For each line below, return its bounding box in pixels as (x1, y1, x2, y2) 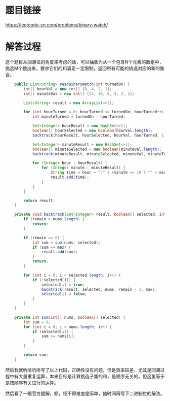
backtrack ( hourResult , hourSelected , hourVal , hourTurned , (32, 132, 159, 138)
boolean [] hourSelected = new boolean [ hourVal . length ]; (32, 128, 153, 133)
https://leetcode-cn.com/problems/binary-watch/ (5, 21, 108, 28)
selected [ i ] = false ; (41, 291, 87, 297)
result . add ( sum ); (41, 249, 78, 254)
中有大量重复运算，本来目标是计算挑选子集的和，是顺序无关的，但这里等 (9, 373, 160, 379)
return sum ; (23, 352, 49, 357)
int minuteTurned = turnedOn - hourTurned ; (32, 114, 125, 119)
